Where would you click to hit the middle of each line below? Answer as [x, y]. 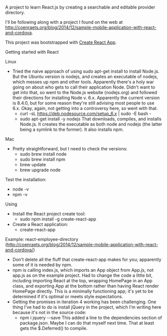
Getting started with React [32, 52]
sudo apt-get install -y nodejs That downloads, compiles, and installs [91, 119]
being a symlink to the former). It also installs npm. [72, 129]
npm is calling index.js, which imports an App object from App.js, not [83, 270]
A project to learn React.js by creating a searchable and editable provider [80, 7]
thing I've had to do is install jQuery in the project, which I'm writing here [87, 307]
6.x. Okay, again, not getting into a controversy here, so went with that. [85, 108]
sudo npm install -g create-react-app [58, 219]
